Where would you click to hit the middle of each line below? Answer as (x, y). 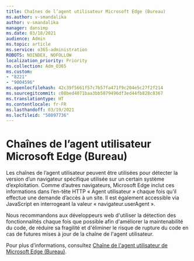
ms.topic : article (28, 45)
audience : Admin (26, 39)
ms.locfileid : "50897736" (37, 115)
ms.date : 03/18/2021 (31, 33)
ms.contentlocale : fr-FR (36, 104)
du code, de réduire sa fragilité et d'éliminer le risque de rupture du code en (97, 228)
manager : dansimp (27, 28)
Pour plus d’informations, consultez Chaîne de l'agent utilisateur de (87, 245)
